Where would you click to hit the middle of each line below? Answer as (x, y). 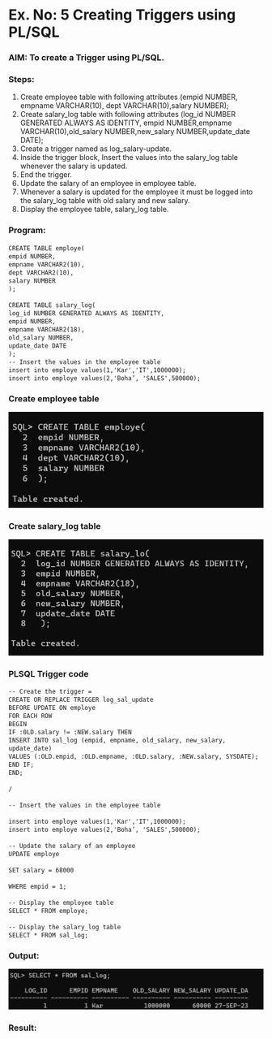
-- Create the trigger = (50, 692)
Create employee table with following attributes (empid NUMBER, (129, 97)
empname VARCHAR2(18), (47, 329)
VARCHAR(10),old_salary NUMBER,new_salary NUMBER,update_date (135, 132)
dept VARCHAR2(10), (41, 273)
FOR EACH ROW (30, 716)
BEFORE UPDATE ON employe (52, 708)
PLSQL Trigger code (49, 673)
